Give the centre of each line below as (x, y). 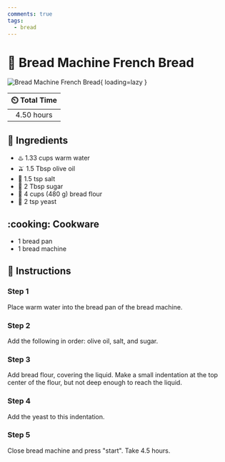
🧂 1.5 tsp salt (36, 179)
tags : (15, 21)
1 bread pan (35, 241)
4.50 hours (34, 115)
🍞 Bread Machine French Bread (101, 62)
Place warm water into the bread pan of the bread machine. (95, 307)
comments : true (30, 14)
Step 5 (19, 435)
